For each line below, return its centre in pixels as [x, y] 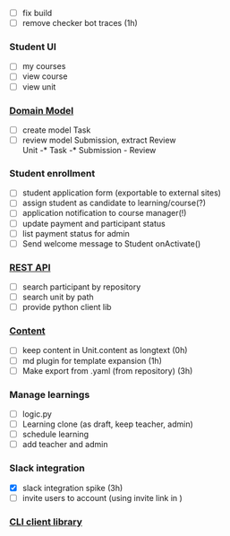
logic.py [37, 414]
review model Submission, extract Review [99, 140]
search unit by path [58, 297]
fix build [37, 13]
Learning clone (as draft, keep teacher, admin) [108, 424]
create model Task [56, 130]
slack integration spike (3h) [72, 488]
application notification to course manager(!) [104, 213]
